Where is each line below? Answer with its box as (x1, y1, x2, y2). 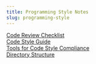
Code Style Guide (6, 38, 51, 45)
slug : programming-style (6, 15, 70, 21)
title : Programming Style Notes (6, 9, 89, 15)
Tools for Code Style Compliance (6, 44, 90, 52)
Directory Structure (6, 51, 55, 58)
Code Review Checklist (6, 31, 65, 38)
